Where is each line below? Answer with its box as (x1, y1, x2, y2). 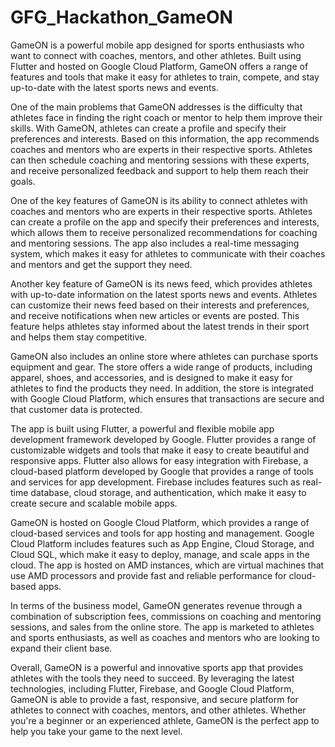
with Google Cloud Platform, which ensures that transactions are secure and (10, 392, 325, 405)
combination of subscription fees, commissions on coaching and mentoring (10, 610, 322, 622)
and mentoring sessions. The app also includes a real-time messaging (10, 237, 300, 249)
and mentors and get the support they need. (10, 258, 193, 270)
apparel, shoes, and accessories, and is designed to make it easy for (10, 371, 293, 383)
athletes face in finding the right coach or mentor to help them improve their (10, 111, 323, 123)
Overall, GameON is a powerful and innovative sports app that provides (10, 661, 304, 673)
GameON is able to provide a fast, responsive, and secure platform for (10, 693, 299, 705)
